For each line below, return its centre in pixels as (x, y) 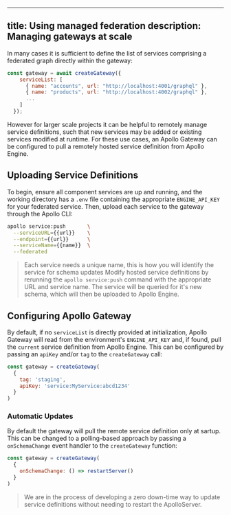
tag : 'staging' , (43, 379)
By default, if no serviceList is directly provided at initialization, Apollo (107, 332)
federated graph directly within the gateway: (70, 60)
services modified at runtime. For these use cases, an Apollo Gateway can (112, 139)
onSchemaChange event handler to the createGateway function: (92, 446)
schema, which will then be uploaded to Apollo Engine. (102, 294)
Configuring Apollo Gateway (69, 316)
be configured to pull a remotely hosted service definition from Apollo (106, 146)
